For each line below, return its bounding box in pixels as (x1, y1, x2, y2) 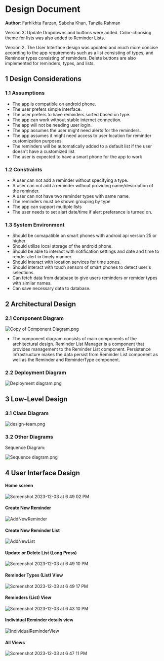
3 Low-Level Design (5, 395, 68, 403)
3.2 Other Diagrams (5, 433, 53, 440)
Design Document (5, 3, 81, 15)
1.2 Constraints (5, 166, 42, 173)
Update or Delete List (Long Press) (5, 550, 77, 556)
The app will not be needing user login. (12, 122, 92, 128)
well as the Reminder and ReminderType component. (12, 357, 120, 363)
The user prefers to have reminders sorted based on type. (12, 111, 131, 117)
